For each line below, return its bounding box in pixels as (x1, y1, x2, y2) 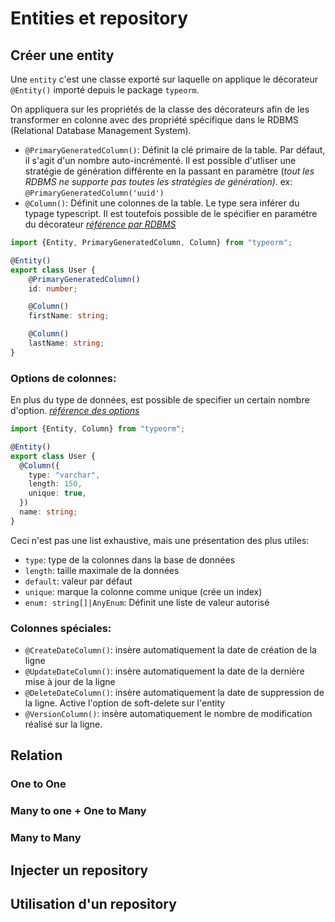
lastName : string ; (28, 338, 105, 348)
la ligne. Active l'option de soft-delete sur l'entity (24, 697, 226, 709)
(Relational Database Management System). (10, 125, 192, 136)
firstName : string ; (28, 311, 110, 321)
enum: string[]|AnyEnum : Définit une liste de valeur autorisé (24, 596, 270, 608)
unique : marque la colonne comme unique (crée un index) (24, 585, 263, 597)
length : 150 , (28, 479, 83, 489)
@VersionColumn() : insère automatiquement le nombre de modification (24, 708, 313, 720)
